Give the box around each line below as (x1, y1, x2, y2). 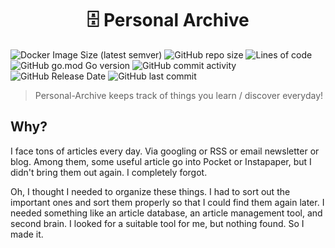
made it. (10, 228, 44, 240)
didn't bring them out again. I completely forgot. (10, 166, 208, 178)
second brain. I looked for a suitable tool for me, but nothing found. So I (10, 217, 305, 229)
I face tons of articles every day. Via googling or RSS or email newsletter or (10, 145, 320, 157)
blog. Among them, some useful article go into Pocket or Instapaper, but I (10, 155, 312, 167)
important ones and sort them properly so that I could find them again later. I (10, 196, 325, 208)
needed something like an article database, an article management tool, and (10, 207, 323, 219)
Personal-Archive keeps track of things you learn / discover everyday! (34, 89, 324, 101)
